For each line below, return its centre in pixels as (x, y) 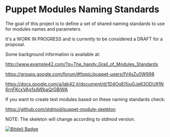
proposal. (15, 44)
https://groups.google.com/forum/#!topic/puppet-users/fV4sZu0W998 (80, 74)
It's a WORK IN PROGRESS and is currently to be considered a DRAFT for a (84, 39)
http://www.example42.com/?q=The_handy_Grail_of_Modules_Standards (82, 64)
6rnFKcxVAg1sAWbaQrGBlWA (37, 89)
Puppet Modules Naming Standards (82, 9)
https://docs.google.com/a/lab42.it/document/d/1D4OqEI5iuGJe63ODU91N (85, 84)
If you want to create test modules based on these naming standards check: (85, 99)
